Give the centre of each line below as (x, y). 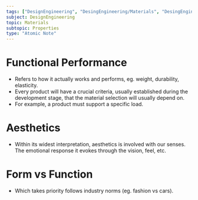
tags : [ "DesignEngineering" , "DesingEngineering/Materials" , (83, 12)
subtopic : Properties (33, 28)
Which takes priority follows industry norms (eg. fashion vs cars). (94, 191)
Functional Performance (67, 63)
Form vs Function (49, 174)
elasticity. (26, 86)
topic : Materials (27, 22)
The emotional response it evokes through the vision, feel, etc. (90, 150)
